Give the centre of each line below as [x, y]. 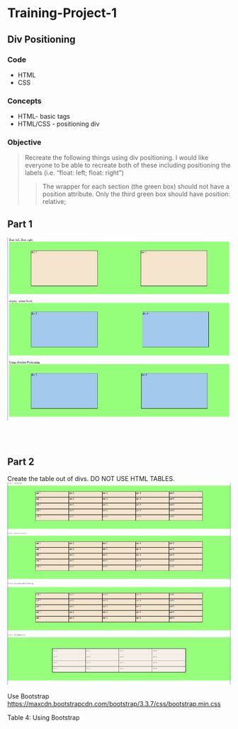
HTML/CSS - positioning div [58, 124]
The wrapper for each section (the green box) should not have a [136, 187]
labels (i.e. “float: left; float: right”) [74, 173]
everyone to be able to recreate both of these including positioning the [127, 166]
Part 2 [21, 461]
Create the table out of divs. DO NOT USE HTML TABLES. [91, 479]
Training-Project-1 [62, 13]
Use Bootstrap [28, 696]
